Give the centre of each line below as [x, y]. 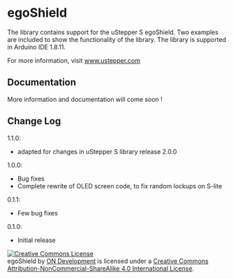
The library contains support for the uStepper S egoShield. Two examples [113, 32]
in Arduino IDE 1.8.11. [37, 47]
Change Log [34, 121]
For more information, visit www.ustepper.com [74, 60]
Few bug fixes [37, 213]
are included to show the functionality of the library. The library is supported [117, 39]
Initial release [36, 240]
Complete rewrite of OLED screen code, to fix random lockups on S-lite [120, 186]
